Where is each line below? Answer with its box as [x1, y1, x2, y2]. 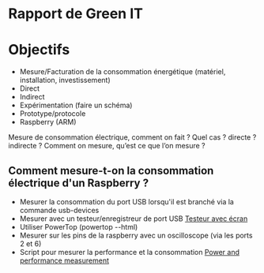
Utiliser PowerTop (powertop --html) [19, 222, 138, 231]
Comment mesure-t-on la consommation [8, 163, 214, 178]
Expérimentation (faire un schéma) [19, 100, 133, 110]
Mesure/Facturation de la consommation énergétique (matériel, [19, 67, 226, 77]
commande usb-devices [19, 205, 100, 215]
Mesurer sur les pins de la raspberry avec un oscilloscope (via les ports [19, 230, 253, 240]
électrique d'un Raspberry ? [8, 176, 149, 189]
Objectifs [8, 41, 70, 59]
